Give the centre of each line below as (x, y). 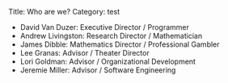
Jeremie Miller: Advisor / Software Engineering (98, 70)
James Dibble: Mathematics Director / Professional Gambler (120, 44)
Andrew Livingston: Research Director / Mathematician (111, 36)
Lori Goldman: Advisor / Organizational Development (108, 61)
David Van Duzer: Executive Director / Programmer (105, 27)
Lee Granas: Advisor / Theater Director (84, 53)
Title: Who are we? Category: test (64, 12)
